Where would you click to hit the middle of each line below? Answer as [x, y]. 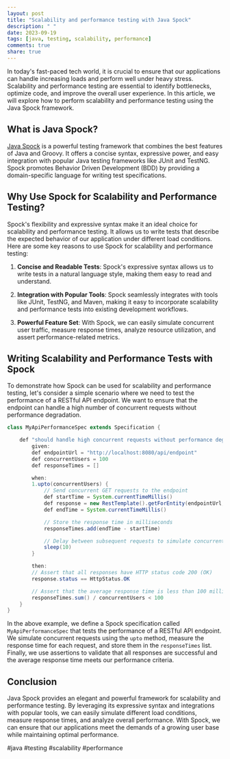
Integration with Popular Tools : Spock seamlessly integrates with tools [117, 294]
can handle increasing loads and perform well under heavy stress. [100, 78]
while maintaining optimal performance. [63, 735]
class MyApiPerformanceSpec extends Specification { [84, 428]
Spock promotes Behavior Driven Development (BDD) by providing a [103, 168]
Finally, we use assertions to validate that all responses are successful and [112, 653]
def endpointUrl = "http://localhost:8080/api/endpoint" [114, 453]
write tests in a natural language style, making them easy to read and [114, 274]
